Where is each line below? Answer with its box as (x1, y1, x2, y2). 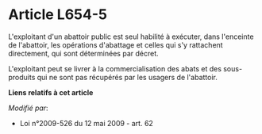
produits (8, 72, 36, 82)
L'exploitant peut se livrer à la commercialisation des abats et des (8, 63, 222, 73)
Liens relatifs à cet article (8, 87, 94, 97)
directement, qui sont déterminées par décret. (8, 48, 159, 58)
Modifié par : (8, 103, 49, 113)
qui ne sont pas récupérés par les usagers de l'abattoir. (37, 72, 218, 82)
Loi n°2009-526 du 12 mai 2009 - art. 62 (19, 118, 153, 128)
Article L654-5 (8, 6, 107, 24)
